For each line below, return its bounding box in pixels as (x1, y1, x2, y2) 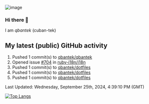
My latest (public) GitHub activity (5, 41, 108, 50)
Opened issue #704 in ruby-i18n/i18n (12, 59, 86, 65)
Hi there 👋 (5, 16, 29, 23)
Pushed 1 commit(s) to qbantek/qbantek (12, 54, 92, 60)
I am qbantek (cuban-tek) (5, 27, 56, 33)
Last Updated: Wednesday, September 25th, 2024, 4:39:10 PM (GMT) (5, 84, 145, 90)
